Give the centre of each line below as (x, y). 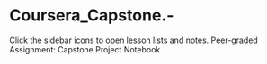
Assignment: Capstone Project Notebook (85, 49)
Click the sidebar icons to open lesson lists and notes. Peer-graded (133, 40)
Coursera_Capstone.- (92, 16)
